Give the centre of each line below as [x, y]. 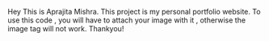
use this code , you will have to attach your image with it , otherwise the [127, 20]
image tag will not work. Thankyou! [66, 29]
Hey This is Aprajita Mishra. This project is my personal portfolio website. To [134, 12]
